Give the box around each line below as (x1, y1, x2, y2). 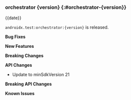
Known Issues (5, 91, 35, 97)
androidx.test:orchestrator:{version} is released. (5, 24, 109, 30)
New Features (5, 43, 34, 49)
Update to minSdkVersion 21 (12, 72, 70, 78)
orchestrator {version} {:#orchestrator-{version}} (5, 4, 127, 11)
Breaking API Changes (5, 81, 52, 87)
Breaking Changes (5, 53, 44, 59)
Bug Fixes (5, 34, 26, 40)
